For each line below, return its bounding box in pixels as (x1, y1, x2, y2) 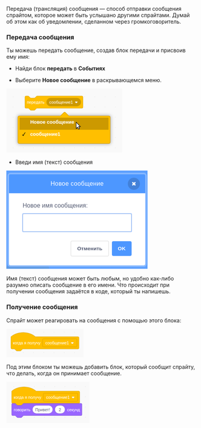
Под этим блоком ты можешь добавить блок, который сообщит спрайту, (6, 363, 196, 371)
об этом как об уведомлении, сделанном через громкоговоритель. (6, 18, 182, 25)
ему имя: (6, 53, 30, 60)
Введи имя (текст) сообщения (15, 158, 93, 166)
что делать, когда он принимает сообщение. (6, 369, 122, 377)
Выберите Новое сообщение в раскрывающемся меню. (15, 77, 162, 84)
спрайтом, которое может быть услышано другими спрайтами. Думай (6, 11, 190, 19)
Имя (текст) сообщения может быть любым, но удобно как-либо (6, 275, 174, 282)
